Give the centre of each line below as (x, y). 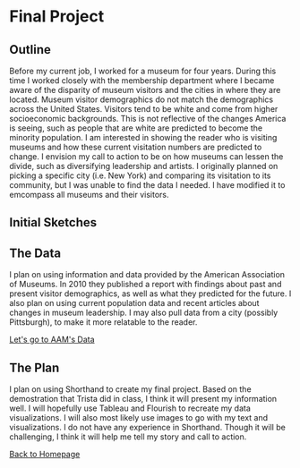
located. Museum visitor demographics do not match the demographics (141, 99)
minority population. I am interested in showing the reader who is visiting (143, 137)
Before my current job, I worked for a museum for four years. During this (143, 71)
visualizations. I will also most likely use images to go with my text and (139, 418)
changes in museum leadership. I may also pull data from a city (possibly (144, 313)
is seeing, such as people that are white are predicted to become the (136, 128)
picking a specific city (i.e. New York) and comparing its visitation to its (140, 175)
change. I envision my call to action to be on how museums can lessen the (146, 157)
